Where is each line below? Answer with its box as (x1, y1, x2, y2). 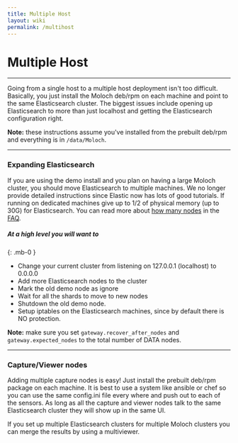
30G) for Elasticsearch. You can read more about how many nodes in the (7, 206, 220, 215)
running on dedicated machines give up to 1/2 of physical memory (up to (7, 198, 220, 207)
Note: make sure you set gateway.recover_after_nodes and (7, 327, 179, 337)
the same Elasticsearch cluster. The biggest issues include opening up (7, 99, 213, 108)
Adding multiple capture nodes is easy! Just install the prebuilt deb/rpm (7, 376, 216, 384)
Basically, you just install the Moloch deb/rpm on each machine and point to (7, 91, 229, 100)
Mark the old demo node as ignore (17, 284, 119, 293)
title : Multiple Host (7, 10, 72, 18)
